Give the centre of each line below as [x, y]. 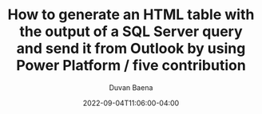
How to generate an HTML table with [131, 15]
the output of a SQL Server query [131, 31]
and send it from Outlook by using [131, 49]
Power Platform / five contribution [131, 66]
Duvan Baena [131, 87]
